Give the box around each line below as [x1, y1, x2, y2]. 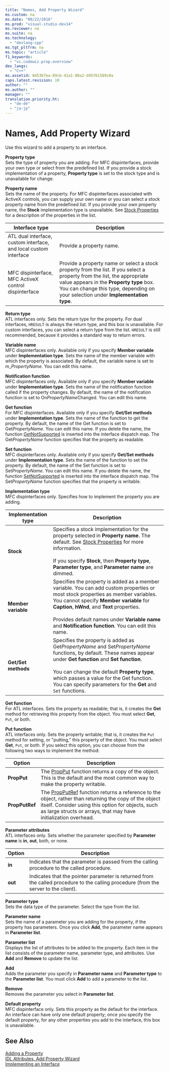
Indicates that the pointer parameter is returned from [29, 873, 154, 880]
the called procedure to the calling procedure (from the [29, 879, 159, 886]
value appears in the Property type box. [59, 279, 154, 286]
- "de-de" [10, 101, 30, 106]
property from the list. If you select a [59, 266, 145, 273]
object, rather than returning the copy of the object [40, 795, 161, 802]
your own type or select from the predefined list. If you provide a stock [5, 165, 152, 171]
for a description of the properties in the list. [5, 212, 97, 218]
